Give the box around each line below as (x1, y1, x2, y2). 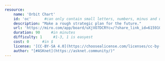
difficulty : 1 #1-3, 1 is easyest (13, 35, 93, 40)
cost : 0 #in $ (13, 39, 54, 44)
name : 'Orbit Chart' (13, 12, 56, 17)
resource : (4, 7, 25, 12)
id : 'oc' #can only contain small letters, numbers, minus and (13, 16, 157, 21)
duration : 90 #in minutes (13, 30, 76, 35)
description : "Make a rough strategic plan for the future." (13, 21, 141, 26)
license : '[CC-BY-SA (13, 44, 56, 49)
